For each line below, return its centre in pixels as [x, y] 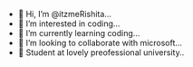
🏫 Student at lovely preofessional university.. [101, 53]
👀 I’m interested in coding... [69, 24]
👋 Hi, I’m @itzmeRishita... [64, 14]
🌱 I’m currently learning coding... [79, 33]
